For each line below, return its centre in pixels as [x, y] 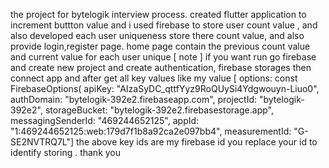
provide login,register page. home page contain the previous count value [160, 46]
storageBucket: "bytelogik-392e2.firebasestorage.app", [159, 110]
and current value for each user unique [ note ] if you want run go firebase [163, 57]
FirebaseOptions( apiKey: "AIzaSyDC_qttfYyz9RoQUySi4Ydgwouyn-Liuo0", [165, 88]
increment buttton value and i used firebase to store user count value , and [164, 25]
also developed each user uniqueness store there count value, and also [157, 35]
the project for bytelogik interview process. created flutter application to [158, 14]
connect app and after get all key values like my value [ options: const [154, 78]
